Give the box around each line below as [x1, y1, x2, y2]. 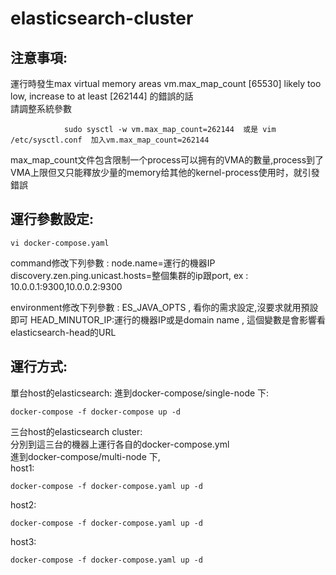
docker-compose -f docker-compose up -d [10, 407, 182, 417]
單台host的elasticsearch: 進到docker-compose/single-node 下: [10, 387, 270, 399]
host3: [10, 535, 37, 547]
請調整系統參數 [10, 103, 72, 114]
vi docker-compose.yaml [10, 238, 110, 248]
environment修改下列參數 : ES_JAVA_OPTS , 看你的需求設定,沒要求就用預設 [10, 301, 319, 313]
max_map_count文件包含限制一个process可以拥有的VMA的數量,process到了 [10, 154, 325, 166]
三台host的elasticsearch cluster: [10, 425, 143, 437]
